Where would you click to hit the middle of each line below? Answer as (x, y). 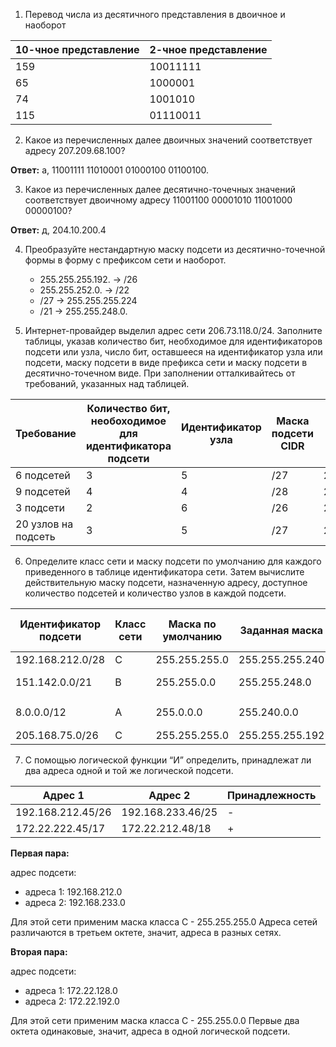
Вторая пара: (39, 952)
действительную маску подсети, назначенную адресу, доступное (166, 582)
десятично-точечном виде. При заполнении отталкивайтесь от (160, 373)
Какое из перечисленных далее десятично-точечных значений (160, 189)
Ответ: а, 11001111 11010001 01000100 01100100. (110, 170)
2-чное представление (208, 49)
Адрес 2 (169, 796)
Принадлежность (272, 796)
